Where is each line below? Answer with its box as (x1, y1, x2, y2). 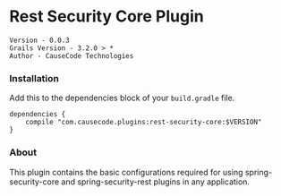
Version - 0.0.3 (9, 36, 70, 45)
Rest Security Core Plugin (9, 6, 204, 27)
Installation (9, 72, 60, 84)
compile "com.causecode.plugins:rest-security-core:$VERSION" (25, 118, 262, 127)
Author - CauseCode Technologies (9, 51, 134, 60)
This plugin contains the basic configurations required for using (9, 166, 243, 177)
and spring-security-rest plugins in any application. (61, 176, 251, 187)
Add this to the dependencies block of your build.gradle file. (9, 92, 235, 104)
